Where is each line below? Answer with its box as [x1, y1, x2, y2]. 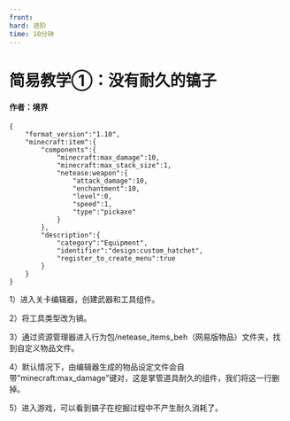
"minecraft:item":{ [25, 137, 97, 146]
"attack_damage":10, [72, 176, 149, 185]
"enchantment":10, [72, 183, 141, 193]
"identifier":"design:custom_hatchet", [56, 246, 203, 255]
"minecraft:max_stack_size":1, [56, 160, 172, 169]
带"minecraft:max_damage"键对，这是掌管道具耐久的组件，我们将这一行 [9, 372, 272, 383]
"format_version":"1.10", [25, 129, 121, 138]
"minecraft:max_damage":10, [56, 152, 161, 162]
